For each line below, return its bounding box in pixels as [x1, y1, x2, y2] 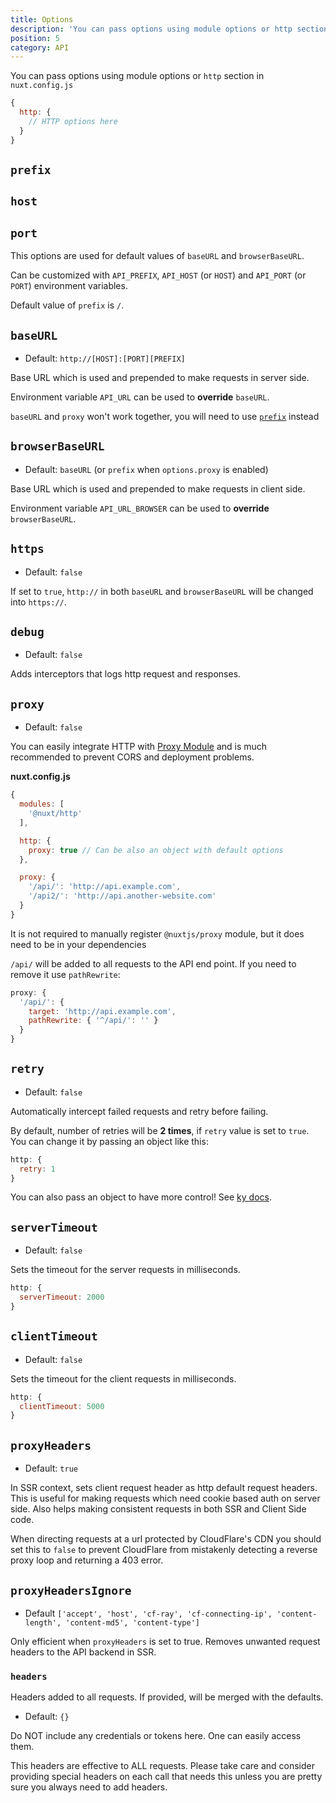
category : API [10, 42, 70, 53]
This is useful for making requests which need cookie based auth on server [10, 1492, 321, 1505]
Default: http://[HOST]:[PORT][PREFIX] [24, 352, 186, 365]
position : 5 [10, 33, 60, 43]
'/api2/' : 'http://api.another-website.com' [28, 891, 217, 901]
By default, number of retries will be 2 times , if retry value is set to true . [10, 1124, 310, 1136]
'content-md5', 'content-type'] [65, 1617, 200, 1628]
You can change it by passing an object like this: [10, 1135, 209, 1147]
